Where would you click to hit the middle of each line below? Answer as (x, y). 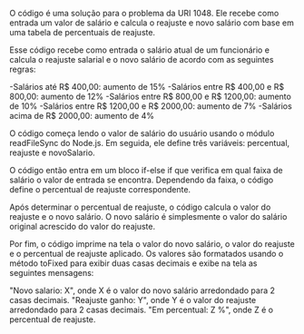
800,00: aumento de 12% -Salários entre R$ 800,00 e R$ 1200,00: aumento (151, 96)
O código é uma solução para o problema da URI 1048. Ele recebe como (144, 13)
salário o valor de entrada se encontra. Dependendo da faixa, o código (142, 180)
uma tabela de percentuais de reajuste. (83, 32)
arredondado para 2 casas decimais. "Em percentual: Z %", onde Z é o (142, 309)
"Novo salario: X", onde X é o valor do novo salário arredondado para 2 (142, 290)
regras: (23, 69)
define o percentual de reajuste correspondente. (100, 189)
